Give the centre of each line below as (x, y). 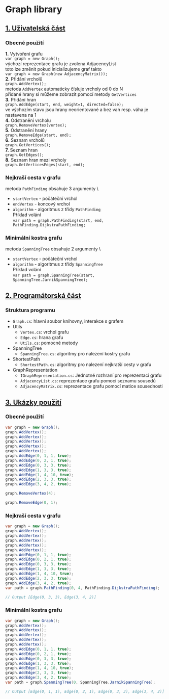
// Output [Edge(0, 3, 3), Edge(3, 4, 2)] (51, 597)
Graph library (34, 9)
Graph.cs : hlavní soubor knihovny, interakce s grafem (68, 321)
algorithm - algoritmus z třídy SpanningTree (58, 264)
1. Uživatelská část (36, 28)
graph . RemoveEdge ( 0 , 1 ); (31, 503)
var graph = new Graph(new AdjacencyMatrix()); (57, 74)
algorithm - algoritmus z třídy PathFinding (57, 210)
